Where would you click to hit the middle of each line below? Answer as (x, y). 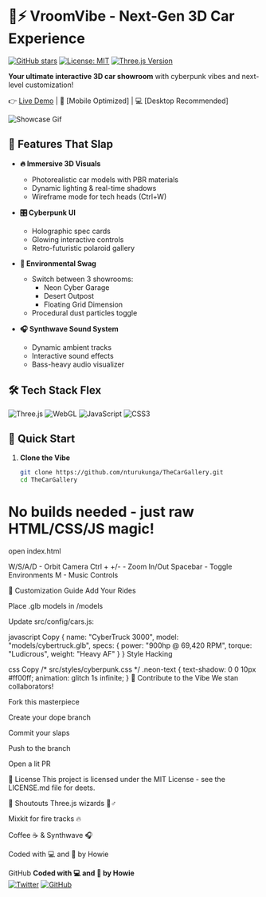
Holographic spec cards (71, 231)
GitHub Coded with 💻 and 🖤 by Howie (72, 873)
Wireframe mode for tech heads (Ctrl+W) (99, 196)
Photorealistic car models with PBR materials (105, 179)
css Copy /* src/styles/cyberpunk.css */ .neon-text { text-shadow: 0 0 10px (132, 669)
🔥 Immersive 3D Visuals (60, 163)
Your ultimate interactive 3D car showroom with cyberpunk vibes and (124, 76)
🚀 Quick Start (42, 438)
